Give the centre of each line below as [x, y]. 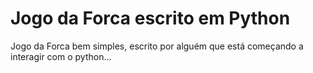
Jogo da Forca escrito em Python [150, 18]
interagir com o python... [61, 56]
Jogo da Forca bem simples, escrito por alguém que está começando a [157, 46]
